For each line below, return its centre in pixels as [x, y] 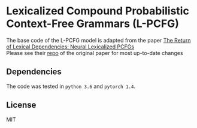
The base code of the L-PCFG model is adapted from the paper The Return [99, 40]
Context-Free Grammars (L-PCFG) [93, 24]
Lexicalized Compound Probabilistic [98, 11]
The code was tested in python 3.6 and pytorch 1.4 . [71, 86]
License [21, 105]
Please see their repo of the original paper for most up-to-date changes [95, 53]
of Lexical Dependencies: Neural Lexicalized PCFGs [70, 47]
